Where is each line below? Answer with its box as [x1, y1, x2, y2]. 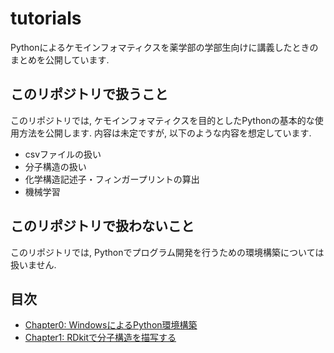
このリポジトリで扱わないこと [10, 218, 195, 235]
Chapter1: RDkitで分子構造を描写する [24, 332, 177, 344]
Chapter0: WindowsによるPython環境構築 [24, 319, 198, 331]
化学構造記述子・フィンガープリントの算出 [24, 173, 200, 185]
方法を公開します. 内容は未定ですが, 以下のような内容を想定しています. [18, 127, 312, 139]
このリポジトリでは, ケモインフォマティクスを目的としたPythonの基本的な [10, 114, 315, 126]
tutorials [10, 7, 82, 30]
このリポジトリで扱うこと [10, 86, 168, 103]
